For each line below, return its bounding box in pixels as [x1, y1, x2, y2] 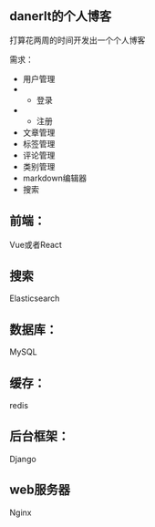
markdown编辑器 [22, 172, 88, 183]
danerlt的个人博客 [9, 8, 112, 25]
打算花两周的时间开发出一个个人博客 [9, 35, 146, 46]
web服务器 [9, 482, 71, 498]
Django [9, 453, 36, 464]
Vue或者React [9, 239, 62, 250]
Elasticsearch [9, 293, 60, 304]
